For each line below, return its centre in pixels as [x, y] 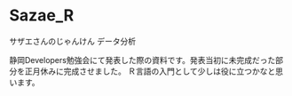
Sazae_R [42, 16]
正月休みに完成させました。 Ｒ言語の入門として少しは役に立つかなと [150, 71]
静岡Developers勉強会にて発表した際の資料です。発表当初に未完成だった [142, 60]
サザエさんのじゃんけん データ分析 [72, 41]
